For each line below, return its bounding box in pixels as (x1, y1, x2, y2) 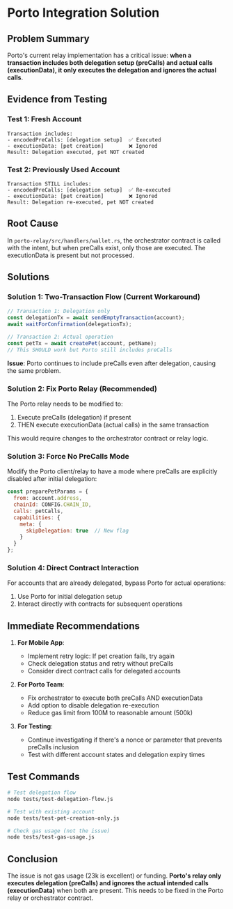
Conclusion (7, 853, 58, 865)
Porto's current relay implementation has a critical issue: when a (7, 51, 192, 59)
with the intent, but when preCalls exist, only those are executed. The (7, 243, 206, 252)
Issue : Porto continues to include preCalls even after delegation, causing (7, 359, 216, 367)
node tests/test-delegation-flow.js (7, 795, 113, 802)
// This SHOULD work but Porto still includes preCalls (7, 346, 172, 353)
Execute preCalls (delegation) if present (17, 413, 131, 422)
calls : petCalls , (13, 507, 64, 514)
